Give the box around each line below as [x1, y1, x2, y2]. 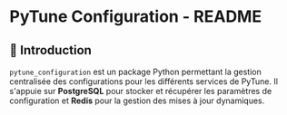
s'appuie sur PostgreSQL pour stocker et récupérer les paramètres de [9, 86, 272, 96]
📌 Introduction [9, 43, 93, 58]
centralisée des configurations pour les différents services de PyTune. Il [9, 76, 279, 87]
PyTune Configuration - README [9, 6, 262, 27]
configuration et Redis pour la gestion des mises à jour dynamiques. [9, 95, 265, 106]
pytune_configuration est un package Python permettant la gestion [9, 66, 262, 77]
